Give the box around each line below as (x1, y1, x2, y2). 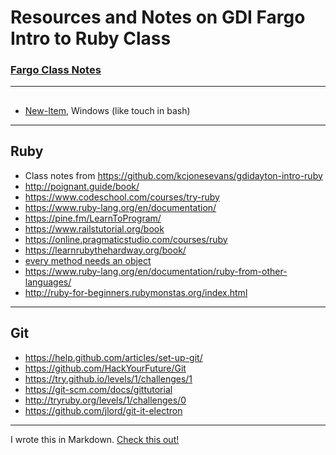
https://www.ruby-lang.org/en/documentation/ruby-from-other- (24, 265, 288, 277)
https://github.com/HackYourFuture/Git (24, 362, 187, 374)
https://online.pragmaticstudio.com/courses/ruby (24, 233, 228, 245)
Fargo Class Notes (10, 63, 102, 77)
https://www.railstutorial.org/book (24, 222, 165, 235)
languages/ (24, 276, 72, 288)
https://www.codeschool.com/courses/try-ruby (24, 191, 220, 203)
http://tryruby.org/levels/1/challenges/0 (24, 394, 187, 406)
